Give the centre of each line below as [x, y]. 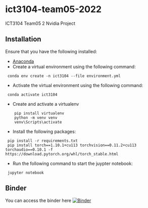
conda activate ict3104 [32, 95]
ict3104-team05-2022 [54, 9]
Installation [23, 39]
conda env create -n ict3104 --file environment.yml [64, 76]
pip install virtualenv [39, 113]
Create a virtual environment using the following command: [74, 66]
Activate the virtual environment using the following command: [78, 85]
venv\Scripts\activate [38, 122]
